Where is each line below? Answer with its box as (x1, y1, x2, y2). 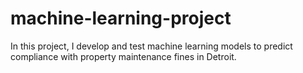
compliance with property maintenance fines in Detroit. (10, 50, 237, 62)
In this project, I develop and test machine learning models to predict (10, 40, 293, 52)
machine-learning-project (10, 7, 232, 30)
